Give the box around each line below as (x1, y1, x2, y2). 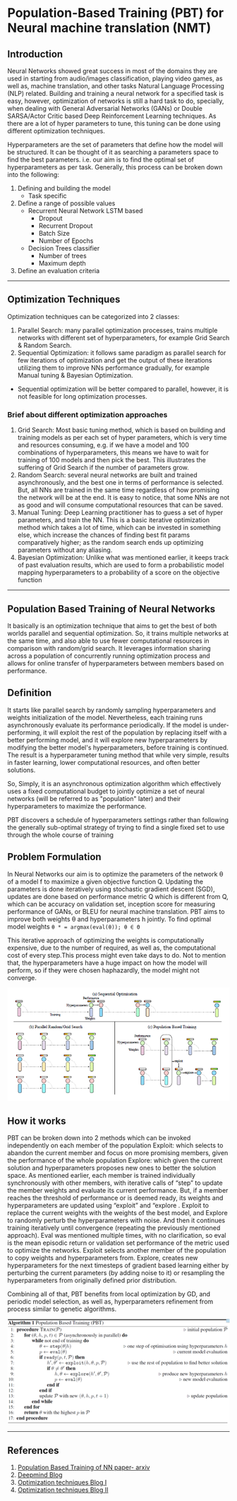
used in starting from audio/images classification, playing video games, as (7, 74, 224, 83)
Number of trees (38, 252, 87, 260)
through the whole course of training (7, 831, 114, 839)
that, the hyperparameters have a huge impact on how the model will (7, 958, 207, 967)
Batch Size (38, 229, 71, 237)
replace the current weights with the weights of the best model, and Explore (7, 1209, 228, 1217)
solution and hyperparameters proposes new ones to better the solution (7, 1164, 217, 1172)
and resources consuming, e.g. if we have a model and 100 (17, 441, 189, 450)
